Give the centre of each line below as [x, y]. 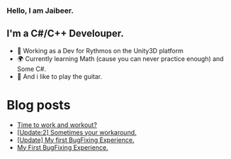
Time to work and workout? [57, 125]
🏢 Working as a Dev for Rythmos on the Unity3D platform [100, 50]
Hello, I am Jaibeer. [40, 11]
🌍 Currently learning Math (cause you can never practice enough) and [120, 58]
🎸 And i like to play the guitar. [60, 76]
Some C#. [32, 69]
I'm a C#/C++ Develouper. [66, 34]
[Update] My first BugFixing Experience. [75, 140]
